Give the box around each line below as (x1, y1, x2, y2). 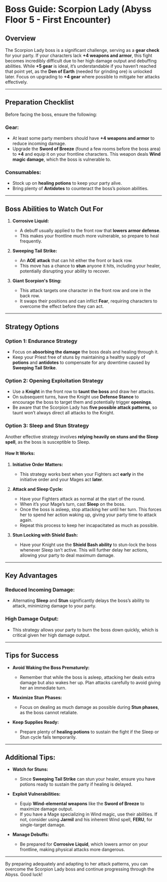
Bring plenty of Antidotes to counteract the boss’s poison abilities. (12, 186, 149, 192)
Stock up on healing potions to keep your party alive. (12, 180, 122, 186)
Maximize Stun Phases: (12, 694, 62, 700)
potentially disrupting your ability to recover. (19, 268, 110, 274)
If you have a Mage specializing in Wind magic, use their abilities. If (19, 811, 158, 817)
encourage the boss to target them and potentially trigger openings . (12, 399, 153, 405)
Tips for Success (5, 651, 59, 660)
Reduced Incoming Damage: (5, 587, 75, 593)
